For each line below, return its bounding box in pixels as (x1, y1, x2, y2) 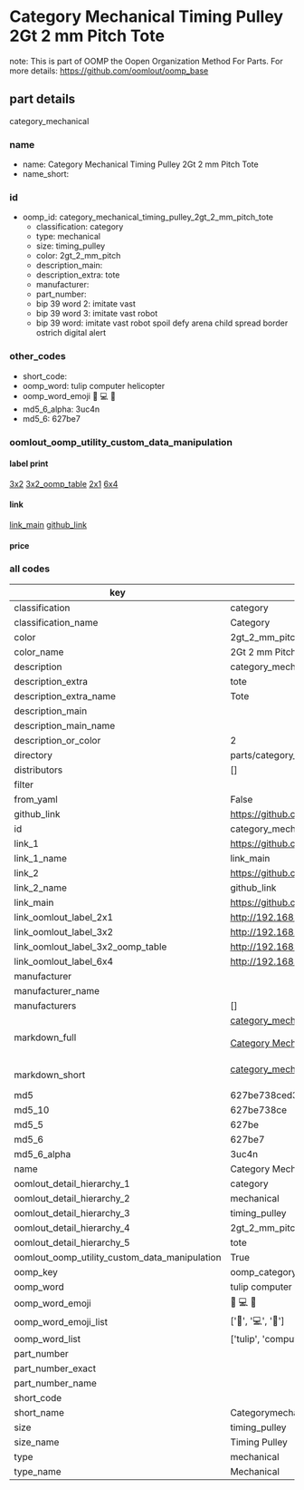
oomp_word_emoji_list (14, 1316, 109, 1329)
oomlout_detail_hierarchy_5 (14, 1236, 130, 1249)
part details (9, 92, 76, 107)
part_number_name (14, 1377, 97, 1389)
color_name (14, 646, 64, 658)
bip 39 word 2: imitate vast (35, 298, 136, 309)
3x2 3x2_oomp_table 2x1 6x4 (9, 478, 119, 489)
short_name (14, 1406, 65, 1418)
